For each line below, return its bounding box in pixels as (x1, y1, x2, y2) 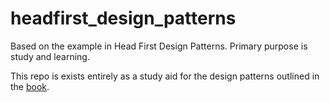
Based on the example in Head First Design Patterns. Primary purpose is (10, 40, 308, 52)
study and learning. (10, 50, 90, 62)
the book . (10, 80, 50, 92)
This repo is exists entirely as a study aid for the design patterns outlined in (10, 70, 320, 82)
